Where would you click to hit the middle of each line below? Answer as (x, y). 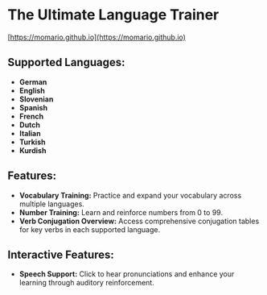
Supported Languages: (66, 62)
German (33, 81)
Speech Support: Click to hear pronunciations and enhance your (127, 274)
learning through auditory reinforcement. (86, 283)
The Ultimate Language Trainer (113, 15)
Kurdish (33, 150)
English (32, 90)
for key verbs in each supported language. (90, 229)
